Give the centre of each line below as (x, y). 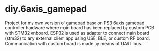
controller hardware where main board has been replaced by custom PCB (79, 27)
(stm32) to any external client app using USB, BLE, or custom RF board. (78, 38)
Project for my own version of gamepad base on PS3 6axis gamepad (75, 23)
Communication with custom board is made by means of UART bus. (74, 43)
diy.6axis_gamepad (46, 9)
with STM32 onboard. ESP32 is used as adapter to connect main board (77, 33)
